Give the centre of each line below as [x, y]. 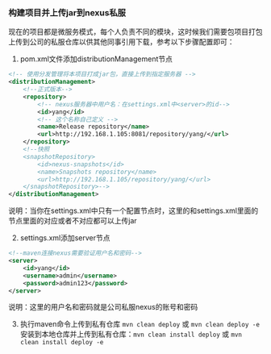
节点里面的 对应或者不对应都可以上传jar [73, 221]
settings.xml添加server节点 [65, 238]
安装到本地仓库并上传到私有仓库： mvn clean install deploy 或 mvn [131, 334]
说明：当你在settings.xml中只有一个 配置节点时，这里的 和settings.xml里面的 [133, 210]
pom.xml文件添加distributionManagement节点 [96, 59]
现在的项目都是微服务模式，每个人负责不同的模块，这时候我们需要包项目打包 [135, 32]
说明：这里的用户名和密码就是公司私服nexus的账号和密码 [103, 307]
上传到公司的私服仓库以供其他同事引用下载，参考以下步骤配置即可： [121, 42]
